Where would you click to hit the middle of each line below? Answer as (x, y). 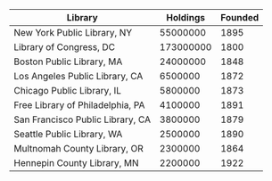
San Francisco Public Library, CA (82, 119)
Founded (239, 17)
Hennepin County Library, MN (76, 163)
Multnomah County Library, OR (79, 148)
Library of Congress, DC (65, 47)
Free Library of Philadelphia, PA (79, 105)
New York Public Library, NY (73, 33)
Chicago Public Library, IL (68, 90)
